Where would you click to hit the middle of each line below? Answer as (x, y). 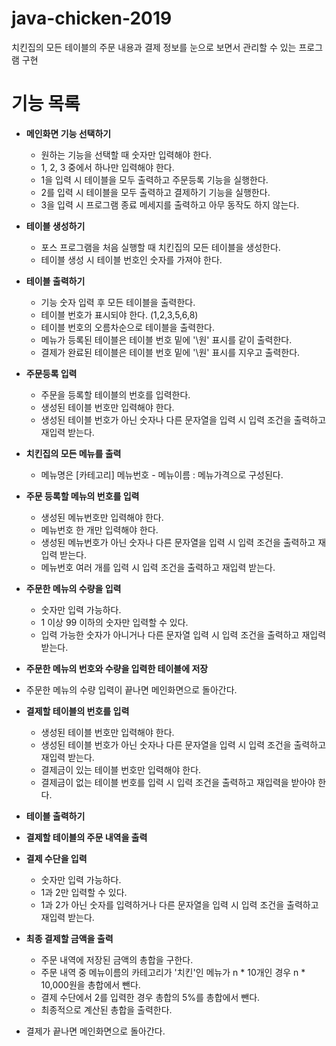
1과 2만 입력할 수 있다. (84, 892)
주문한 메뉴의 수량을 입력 (73, 588)
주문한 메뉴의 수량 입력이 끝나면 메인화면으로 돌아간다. (131, 689)
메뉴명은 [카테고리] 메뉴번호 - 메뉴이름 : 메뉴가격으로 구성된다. (162, 474)
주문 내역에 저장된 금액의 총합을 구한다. (117, 959)
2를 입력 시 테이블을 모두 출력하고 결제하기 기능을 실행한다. (155, 192)
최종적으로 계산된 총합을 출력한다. (106, 1009)
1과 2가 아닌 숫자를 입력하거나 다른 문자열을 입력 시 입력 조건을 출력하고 (179, 904)
